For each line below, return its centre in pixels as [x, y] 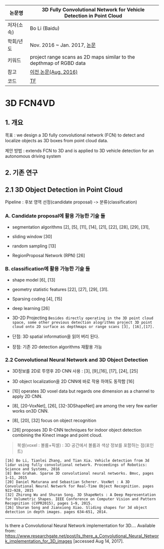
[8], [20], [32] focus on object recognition [54, 420]
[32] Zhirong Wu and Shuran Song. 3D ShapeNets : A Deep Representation [81, 495]
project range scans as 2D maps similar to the [82, 57]
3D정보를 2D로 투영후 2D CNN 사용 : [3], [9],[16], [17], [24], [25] [75, 371]
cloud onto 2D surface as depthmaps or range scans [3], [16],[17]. [83, 327]
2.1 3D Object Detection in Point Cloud [64, 189]
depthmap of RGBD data [58, 63]
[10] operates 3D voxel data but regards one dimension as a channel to [83, 391]
